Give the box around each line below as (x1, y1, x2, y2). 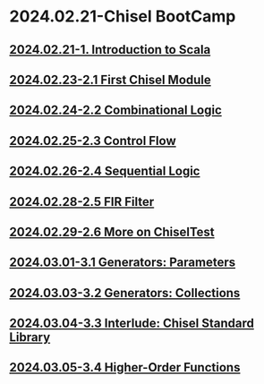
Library (9, 329, 51, 346)
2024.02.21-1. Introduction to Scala (9, 42, 211, 57)
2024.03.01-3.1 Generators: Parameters (9, 255, 235, 270)
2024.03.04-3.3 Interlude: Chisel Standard (9, 316, 255, 331)
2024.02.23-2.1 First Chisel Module (9, 72, 212, 87)
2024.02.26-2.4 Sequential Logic (9, 164, 200, 179)
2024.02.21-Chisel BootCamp (9, 6, 236, 27)
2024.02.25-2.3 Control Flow (9, 132, 176, 149)
